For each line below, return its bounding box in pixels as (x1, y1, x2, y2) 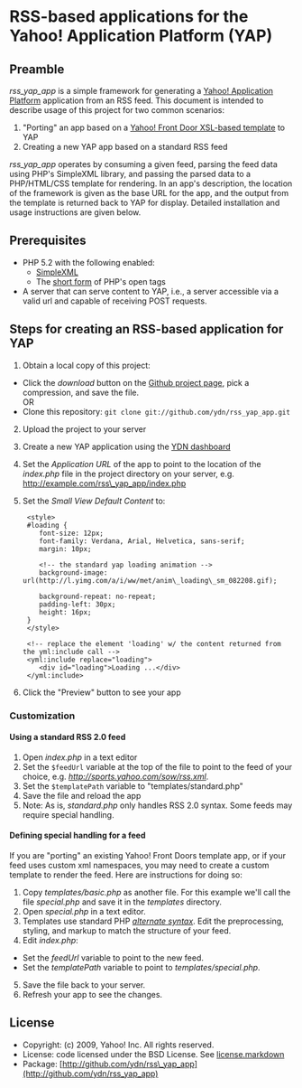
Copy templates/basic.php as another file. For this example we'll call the (22, 886, 291, 897)
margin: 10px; (39, 544, 92, 553)
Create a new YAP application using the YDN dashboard (22, 441, 232, 452)
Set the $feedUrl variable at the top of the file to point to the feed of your (22, 761, 293, 772)
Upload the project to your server (22, 423, 147, 435)
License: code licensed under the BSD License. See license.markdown (22, 1048, 285, 1059)
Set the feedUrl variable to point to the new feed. (22, 952, 205, 963)
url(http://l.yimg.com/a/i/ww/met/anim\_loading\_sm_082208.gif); (22, 576, 278, 585)
